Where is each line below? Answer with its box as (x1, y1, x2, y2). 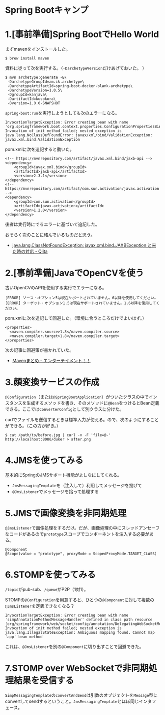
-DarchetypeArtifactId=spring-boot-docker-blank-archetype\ (7, 84, 133, 89)
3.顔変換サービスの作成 (5, 377, 100, 388)
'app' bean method (5, 634, 43, 639)
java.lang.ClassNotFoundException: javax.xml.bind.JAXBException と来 (12, 242, 156, 249)
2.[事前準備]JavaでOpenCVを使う (5, 268, 144, 279)
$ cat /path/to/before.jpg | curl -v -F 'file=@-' (5, 433, 111, 437)
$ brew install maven (5, 56, 50, 61)
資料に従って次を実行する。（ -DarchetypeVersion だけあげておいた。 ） (5, 65, 147, 71)
